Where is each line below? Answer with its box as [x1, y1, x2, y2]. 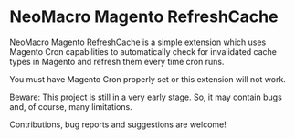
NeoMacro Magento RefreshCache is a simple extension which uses [9, 37, 267, 48]
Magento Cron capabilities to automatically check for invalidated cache [9, 46, 277, 57]
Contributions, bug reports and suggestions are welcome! [9, 119, 227, 130]
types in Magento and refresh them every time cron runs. [9, 56, 225, 67]
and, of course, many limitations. [9, 101, 132, 112]
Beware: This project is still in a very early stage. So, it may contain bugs [9, 91, 283, 102]
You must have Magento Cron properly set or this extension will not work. [9, 73, 286, 84]
